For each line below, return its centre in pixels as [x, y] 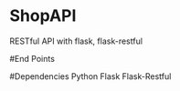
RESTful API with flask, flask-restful [76, 41]
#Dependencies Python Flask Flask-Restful [90, 76]
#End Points [32, 58]
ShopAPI [43, 16]
